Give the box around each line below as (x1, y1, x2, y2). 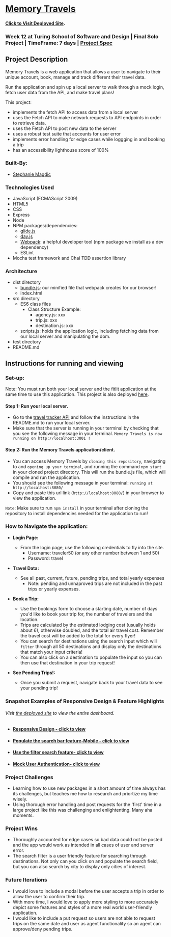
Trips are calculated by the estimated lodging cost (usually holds (20, 622, 156, 628)
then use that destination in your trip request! (20, 659, 115, 665)
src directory (12, 296, 40, 302)
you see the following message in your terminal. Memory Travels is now (12, 431, 162, 437)
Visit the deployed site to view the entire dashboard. (5, 710, 115, 716)
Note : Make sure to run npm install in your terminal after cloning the (5, 505, 149, 511)
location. (20, 616, 39, 622)
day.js (20, 233, 33, 239)
